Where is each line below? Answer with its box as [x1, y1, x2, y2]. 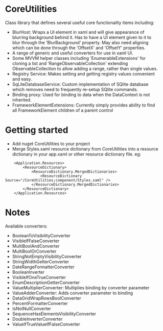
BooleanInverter [12, 269, 45, 275]
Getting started [5, 125, 69, 136]
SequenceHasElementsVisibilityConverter [12, 310, 96, 317]
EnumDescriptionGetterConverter [12, 280, 80, 285]
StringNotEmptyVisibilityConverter [12, 254, 82, 259]
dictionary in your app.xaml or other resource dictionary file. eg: [12, 151, 141, 157]
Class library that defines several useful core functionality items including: [5, 20, 155, 25]
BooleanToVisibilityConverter [12, 232, 71, 238]
